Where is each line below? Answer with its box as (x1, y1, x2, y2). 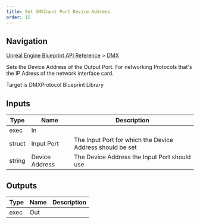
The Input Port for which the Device (74, 136, 174, 144)
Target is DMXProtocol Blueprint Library (6, 81, 104, 89)
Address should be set (74, 143, 137, 152)
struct (9, 140, 26, 148)
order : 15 (6, 14, 31, 20)
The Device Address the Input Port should (74, 153, 191, 161)
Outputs (6, 181, 37, 191)
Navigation (6, 36, 48, 46)
